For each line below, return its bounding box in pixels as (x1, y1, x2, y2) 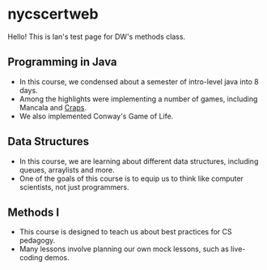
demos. (44, 253, 70, 263)
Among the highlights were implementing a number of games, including (19, 94, 258, 104)
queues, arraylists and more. (19, 165, 115, 174)
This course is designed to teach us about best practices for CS (19, 227, 232, 237)
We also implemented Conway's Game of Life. (19, 111, 174, 121)
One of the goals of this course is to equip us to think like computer (19, 174, 244, 183)
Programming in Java (7, 55, 118, 69)
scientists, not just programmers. (19, 182, 130, 191)
